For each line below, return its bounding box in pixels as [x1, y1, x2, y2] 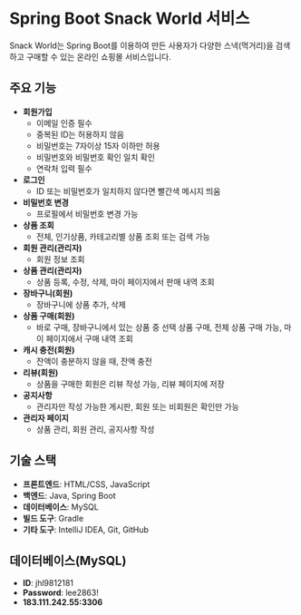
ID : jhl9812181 [22, 578, 74, 589]
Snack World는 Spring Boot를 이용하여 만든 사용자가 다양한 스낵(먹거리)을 [9, 40, 274, 51]
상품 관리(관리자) [22, 265, 83, 276]
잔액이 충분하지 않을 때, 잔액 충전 [35, 356, 152, 366]
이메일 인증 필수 [35, 117, 92, 128]
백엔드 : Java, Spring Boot [22, 490, 116, 501]
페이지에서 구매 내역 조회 [45, 333, 133, 344]
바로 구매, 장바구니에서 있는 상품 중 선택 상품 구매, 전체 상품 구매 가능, [35, 321, 283, 332]
